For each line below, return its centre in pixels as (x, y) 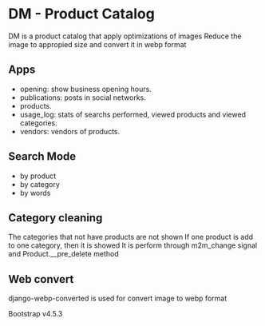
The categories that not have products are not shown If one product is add (131, 237)
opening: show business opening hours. (85, 89)
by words (35, 193)
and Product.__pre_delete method (63, 254)
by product (38, 176)
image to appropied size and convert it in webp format (97, 44)
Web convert (41, 279)
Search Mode (42, 157)
